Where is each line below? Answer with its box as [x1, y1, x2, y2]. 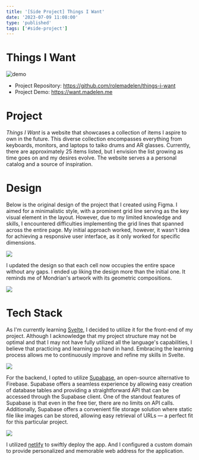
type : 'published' [6, 20, 52, 26]
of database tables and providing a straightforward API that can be [6, 387, 169, 393]
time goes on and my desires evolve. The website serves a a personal [6, 154, 177, 161]
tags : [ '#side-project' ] [6, 25, 68, 32]
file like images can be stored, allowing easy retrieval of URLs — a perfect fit [6, 412, 193, 419]
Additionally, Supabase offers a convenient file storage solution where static [6, 406, 192, 412]
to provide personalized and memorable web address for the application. [6, 448, 184, 454]
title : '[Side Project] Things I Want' [6, 8, 105, 15]
